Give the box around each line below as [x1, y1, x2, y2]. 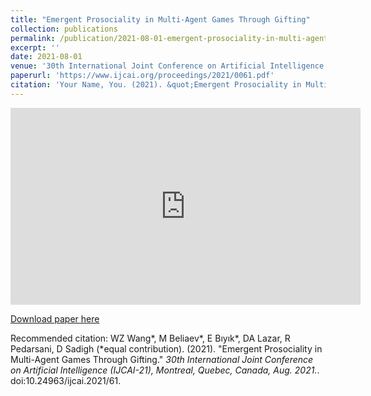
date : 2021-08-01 [10, 52, 83, 62]
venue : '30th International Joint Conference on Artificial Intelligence [10, 61, 325, 71]
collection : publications [10, 24, 118, 34]
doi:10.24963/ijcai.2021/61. [10, 374, 122, 386]
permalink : [10, 33, 56, 43]
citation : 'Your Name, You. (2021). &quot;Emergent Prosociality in [10, 80, 302, 90]
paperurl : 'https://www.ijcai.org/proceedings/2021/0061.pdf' [10, 71, 275, 81]
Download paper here [10, 312, 100, 325]
